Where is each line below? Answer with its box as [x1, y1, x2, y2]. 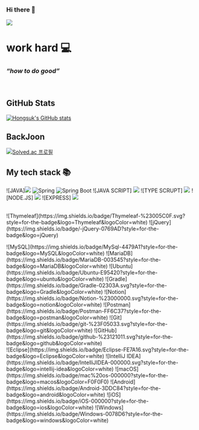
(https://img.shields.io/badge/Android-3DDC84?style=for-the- [6, 385, 161, 392]
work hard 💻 [6, 41, 72, 55]
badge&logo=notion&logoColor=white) [6, 301, 103, 308]
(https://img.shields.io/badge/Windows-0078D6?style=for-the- [6, 411, 163, 418]
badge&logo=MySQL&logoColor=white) [6, 250, 105, 257]
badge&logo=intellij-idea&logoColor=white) [6, 365, 114, 373]
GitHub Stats [6, 98, 55, 108]
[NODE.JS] [6, 194, 33, 201]
